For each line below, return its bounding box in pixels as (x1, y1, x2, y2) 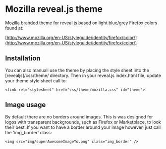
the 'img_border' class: (5, 129, 52, 135)
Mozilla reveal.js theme (5, 3, 103, 15)
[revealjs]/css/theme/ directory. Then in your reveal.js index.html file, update (5, 73, 161, 78)
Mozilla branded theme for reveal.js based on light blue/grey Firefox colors (5, 20, 158, 26)
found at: (5, 25, 24, 31)
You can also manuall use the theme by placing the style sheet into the (5, 67, 150, 73)
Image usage (5, 101, 46, 109)
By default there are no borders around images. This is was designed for (5, 113, 153, 119)
